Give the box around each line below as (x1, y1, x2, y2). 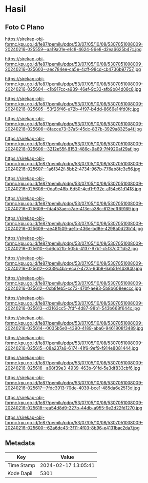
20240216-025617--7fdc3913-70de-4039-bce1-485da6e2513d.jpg (5, 385, 140, 391)
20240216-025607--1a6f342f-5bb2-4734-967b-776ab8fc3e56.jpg (5, 166, 141, 172)
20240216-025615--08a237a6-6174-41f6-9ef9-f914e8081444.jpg (5, 345, 138, 351)
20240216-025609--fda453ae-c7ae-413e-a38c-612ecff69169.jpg (5, 206, 138, 211)
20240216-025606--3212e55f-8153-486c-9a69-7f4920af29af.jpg (5, 146, 139, 152)
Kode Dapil (7, 470, 33, 477)
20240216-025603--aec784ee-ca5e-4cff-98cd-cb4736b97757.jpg (5, 66, 141, 72)
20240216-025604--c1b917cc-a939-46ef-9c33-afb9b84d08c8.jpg (5, 86, 142, 92)
